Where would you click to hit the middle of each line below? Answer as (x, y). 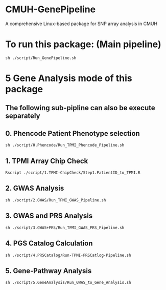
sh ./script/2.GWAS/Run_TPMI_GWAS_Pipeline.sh (56, 200)
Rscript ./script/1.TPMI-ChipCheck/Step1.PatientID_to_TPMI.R (73, 173)
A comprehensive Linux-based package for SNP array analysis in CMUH (81, 24)
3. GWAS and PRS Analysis (49, 216)
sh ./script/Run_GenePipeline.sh (41, 58)
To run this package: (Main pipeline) (83, 44)
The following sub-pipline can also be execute (80, 108)
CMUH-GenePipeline (51, 9)
